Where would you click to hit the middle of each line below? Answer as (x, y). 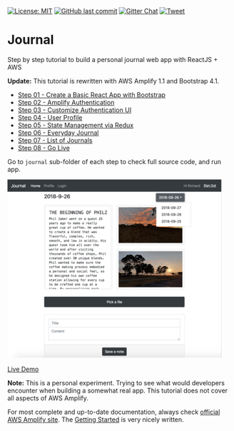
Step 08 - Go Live (44, 148)
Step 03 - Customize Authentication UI (75, 110)
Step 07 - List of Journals (55, 140)
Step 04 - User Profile (50, 117)
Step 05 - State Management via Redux (76, 125)
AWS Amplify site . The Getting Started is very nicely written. (96, 420)
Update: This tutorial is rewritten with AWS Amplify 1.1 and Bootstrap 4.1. (113, 81)
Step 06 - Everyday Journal (58, 133)
